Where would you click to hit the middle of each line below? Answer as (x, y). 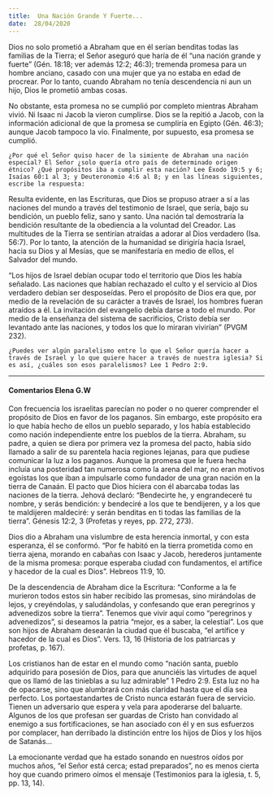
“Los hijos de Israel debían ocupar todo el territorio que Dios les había (125, 275)
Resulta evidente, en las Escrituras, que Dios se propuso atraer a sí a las (129, 199)
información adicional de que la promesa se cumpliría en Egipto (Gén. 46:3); (136, 123)
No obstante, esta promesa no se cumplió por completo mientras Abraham (133, 106)
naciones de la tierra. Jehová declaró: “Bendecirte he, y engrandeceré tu (130, 495)
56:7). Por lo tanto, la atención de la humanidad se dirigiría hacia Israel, (127, 242)
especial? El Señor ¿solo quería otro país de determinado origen (123, 162)
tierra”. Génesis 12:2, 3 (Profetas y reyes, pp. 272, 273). (101, 521)
